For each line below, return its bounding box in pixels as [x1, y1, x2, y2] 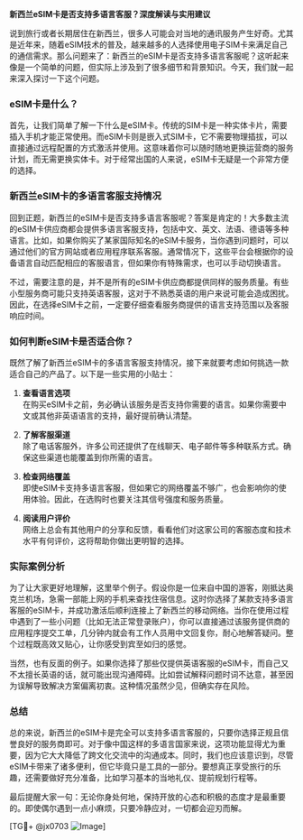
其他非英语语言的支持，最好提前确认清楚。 [38, 410, 197, 420]
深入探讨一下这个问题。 [16, 73, 105, 84]
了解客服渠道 [22, 429, 70, 440]
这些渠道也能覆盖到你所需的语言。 [30, 451, 158, 463]
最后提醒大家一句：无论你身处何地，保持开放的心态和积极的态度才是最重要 [9, 791, 286, 802]
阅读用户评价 [22, 512, 70, 523]
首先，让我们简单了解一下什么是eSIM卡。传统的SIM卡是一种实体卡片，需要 [9, 120, 288, 131]
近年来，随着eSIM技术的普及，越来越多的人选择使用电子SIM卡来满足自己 [16, 40, 288, 50]
